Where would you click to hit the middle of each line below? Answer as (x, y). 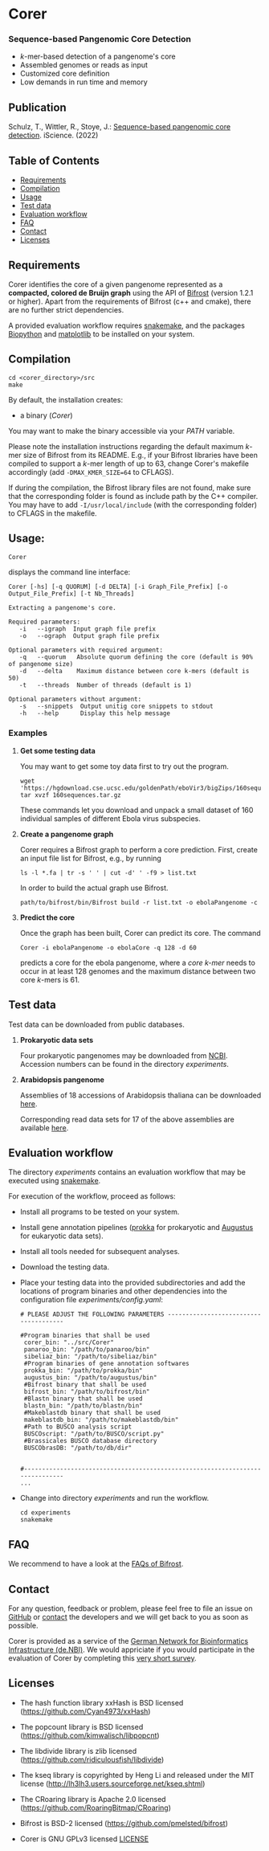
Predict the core (47, 917)
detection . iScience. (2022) (53, 135)
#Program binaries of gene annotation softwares (107, 1364)
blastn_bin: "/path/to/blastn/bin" (83, 1406)
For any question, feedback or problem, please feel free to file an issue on (130, 1608)
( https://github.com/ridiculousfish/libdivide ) (92, 1759)
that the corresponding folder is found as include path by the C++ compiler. (133, 496)
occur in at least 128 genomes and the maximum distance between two (138, 971)
